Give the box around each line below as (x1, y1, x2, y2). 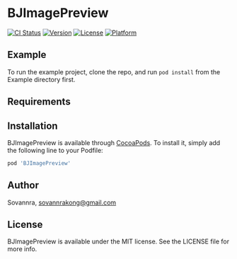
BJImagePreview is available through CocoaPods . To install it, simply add (7, 138, 221, 146)
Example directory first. (7, 75, 76, 84)
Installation (7, 120, 58, 132)
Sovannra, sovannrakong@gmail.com (7, 198, 117, 207)
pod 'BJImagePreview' (7, 159, 71, 167)
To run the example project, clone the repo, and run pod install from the (7, 67, 221, 76)
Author (7, 179, 39, 192)
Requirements (7, 96, 71, 108)
